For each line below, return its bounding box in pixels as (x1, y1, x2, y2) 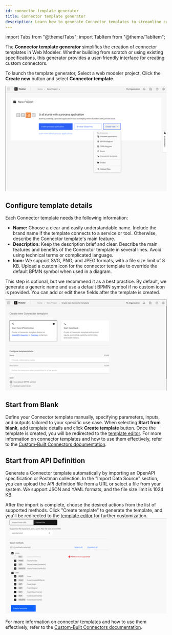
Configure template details (5, 201, 93, 210)
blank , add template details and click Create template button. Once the (5, 425, 156, 431)
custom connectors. (5, 60, 48, 66)
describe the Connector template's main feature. (12, 235, 116, 242)
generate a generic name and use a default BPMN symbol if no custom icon (5, 284, 165, 290)
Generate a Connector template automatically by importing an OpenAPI (5, 470, 155, 476)
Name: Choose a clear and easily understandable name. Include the (12, 225, 157, 231)
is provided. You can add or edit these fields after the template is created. (5, 289, 160, 296)
